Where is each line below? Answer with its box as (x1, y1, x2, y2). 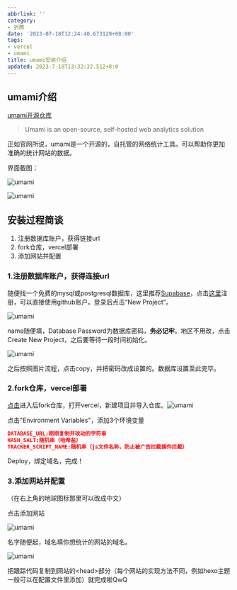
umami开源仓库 (7, 111, 52, 120)
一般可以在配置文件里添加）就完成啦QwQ (7, 575, 127, 584)
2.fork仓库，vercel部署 (7, 383, 87, 393)
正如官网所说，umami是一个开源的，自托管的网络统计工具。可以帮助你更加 (7, 140, 226, 149)
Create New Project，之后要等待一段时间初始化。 (7, 335, 151, 344)
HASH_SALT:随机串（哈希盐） (7, 436, 81, 443)
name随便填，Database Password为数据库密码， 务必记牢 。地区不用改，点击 (7, 327, 231, 335)
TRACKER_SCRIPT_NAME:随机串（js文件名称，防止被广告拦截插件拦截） (7, 443, 188, 450)
